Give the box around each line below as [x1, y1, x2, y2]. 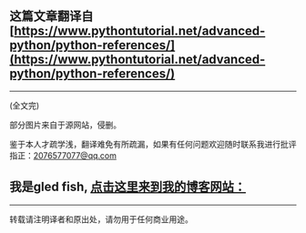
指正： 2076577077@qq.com [9, 149, 117, 161]
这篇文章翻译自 [9, 8, 94, 25]
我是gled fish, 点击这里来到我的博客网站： [9, 179, 247, 195]
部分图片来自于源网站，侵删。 [9, 119, 121, 130]
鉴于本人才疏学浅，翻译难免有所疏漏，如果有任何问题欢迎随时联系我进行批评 [9, 138, 297, 149]
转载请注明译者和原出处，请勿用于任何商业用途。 [9, 213, 193, 225]
